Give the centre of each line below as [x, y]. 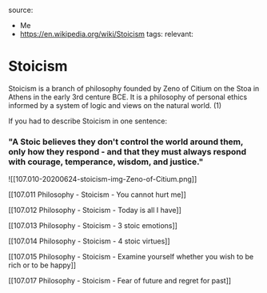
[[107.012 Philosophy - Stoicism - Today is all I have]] [95, 211]
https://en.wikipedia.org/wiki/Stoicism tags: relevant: [107, 34]
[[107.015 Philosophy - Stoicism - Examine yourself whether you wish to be [131, 257]
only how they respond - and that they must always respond [128, 151]
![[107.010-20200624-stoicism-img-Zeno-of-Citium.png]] [103, 179]
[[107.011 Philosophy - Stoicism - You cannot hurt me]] [97, 195]
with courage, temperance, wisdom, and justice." [106, 162]
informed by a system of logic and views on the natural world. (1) [115, 105]
